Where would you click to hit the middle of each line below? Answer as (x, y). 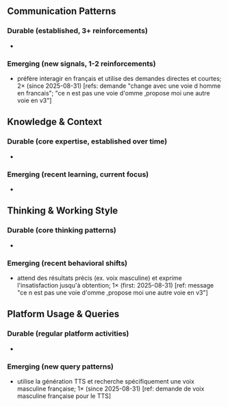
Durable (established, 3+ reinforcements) (78, 31)
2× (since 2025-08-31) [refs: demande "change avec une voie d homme (119, 86)
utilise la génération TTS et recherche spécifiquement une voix (106, 381)
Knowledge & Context (55, 122)
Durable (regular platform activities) (68, 334)
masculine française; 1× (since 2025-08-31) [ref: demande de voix (111, 388)
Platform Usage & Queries (63, 314)
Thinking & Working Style (63, 211)
